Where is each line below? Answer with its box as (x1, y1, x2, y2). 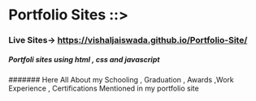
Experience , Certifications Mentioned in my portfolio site (8, 83, 199, 94)
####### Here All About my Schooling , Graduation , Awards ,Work (8, 75, 234, 85)
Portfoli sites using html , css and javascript (8, 54, 160, 64)
